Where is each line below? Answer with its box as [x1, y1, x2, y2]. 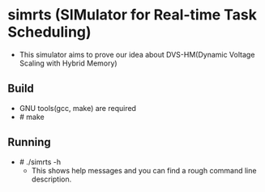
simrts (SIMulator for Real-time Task [7, 6, 257, 24]
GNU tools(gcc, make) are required [19, 103, 137, 113]
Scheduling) [7, 23, 92, 41]
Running [7, 135, 52, 149]
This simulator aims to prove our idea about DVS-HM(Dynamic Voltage [19, 49, 255, 59]
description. [31, 174, 72, 184]
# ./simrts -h [19, 156, 62, 167]
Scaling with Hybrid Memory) [19, 58, 118, 68]
